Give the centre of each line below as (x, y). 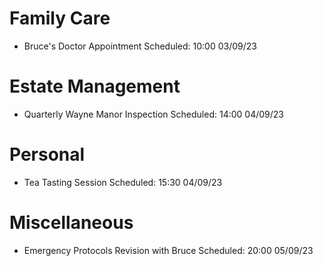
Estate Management (95, 86)
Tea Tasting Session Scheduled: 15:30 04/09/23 (123, 182)
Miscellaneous (71, 223)
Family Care (60, 18)
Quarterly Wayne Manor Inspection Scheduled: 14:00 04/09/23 (153, 114)
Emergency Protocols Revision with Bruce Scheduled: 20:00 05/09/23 (168, 250)
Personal (47, 154)
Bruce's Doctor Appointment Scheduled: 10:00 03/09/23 (140, 46)
